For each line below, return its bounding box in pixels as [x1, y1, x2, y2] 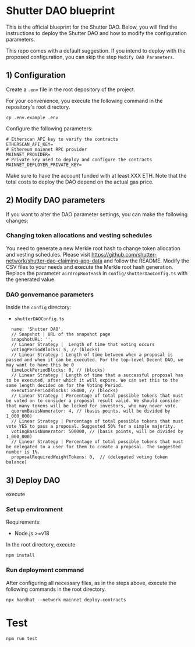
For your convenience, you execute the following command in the [6, 97, 163, 104]
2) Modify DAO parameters [6, 195, 105, 205]
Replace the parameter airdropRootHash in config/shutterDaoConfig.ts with [6, 269, 188, 276]
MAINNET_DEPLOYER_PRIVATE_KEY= [6, 162, 82, 168]
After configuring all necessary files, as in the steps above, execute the [6, 579, 176, 586]
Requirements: [6, 518, 41, 525]
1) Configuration [6, 70, 66, 80]
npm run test [6, 635, 38, 641]
